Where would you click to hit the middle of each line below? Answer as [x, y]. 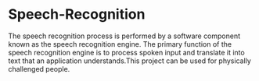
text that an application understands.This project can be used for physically [130, 61]
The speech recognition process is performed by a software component [124, 36]
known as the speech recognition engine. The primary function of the [120, 44]
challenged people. [39, 69]
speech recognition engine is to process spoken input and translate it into [126, 52]
